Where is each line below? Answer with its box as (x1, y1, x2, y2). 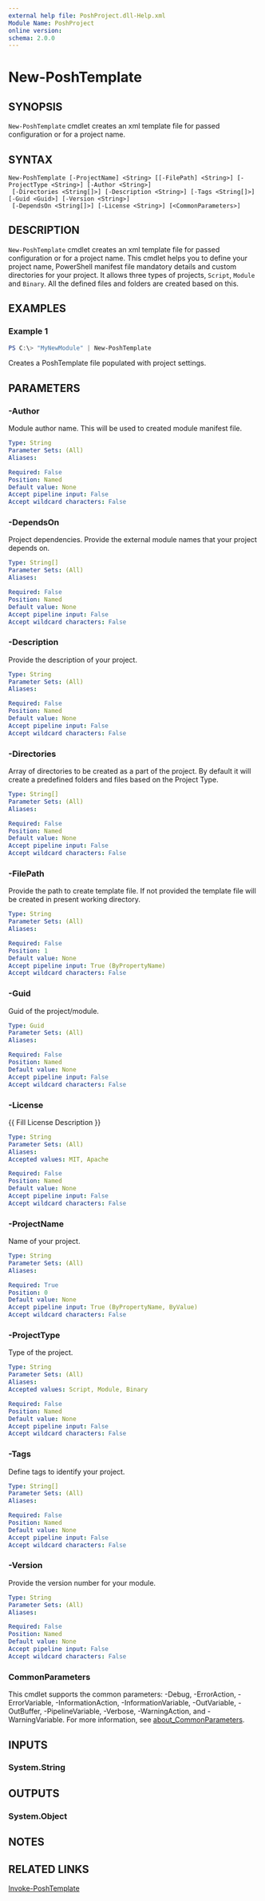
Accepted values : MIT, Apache (8, 1155, 109, 1163)
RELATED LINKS (8, 1862, 89, 1876)
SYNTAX (8, 152, 53, 166)
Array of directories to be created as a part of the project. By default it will (8, 766, 251, 776)
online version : (8, 26, 62, 34)
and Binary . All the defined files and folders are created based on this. (8, 279, 239, 288)
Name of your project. (8, 1237, 81, 1246)
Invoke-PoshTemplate (8, 1883, 80, 1893)
